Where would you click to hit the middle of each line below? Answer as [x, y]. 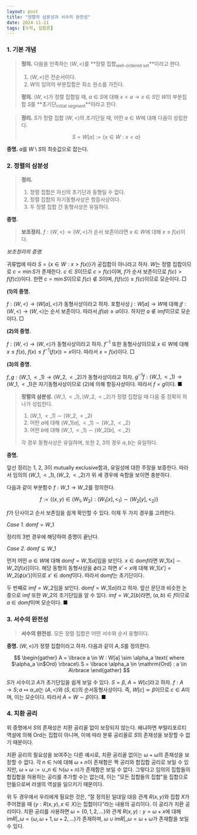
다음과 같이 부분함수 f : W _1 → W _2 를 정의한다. [61, 488]
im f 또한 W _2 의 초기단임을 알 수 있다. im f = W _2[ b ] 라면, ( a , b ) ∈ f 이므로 [106, 596]
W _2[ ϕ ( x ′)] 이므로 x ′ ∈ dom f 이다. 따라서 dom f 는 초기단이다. [75, 575]
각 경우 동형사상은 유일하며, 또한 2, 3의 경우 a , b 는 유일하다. [89, 443]
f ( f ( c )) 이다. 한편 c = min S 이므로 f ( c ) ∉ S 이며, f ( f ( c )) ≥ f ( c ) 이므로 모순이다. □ [97, 279]
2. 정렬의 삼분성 [28, 166]
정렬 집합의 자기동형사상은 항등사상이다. [75, 199]
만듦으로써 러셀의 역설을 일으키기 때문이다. [55, 784]
